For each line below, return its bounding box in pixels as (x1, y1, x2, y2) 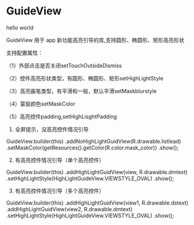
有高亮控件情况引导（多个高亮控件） (14, 187, 105, 194)
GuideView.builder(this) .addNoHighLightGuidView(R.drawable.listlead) (6, 137, 181, 145)
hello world (6, 24, 34, 31)
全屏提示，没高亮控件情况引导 (14, 125, 89, 133)
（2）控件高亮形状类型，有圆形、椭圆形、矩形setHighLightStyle (6, 74, 163, 82)
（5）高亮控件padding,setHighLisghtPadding (6, 113, 117, 120)
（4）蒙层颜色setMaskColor (6, 100, 76, 107)
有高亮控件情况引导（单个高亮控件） (14, 156, 105, 163)
